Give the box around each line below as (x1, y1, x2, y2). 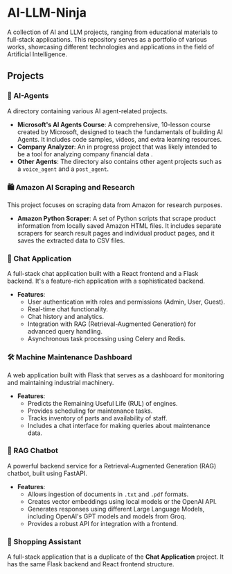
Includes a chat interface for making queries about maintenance (27, 421, 211, 429)
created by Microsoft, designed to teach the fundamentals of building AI (17, 127, 223, 136)
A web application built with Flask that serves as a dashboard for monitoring (7, 370, 224, 379)
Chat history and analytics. (27, 313, 105, 321)
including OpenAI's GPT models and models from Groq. (27, 512, 186, 520)
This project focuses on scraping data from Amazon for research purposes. (7, 200, 223, 209)
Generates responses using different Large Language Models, (27, 505, 205, 513)
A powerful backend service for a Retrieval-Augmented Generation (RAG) (7, 461, 217, 470)
